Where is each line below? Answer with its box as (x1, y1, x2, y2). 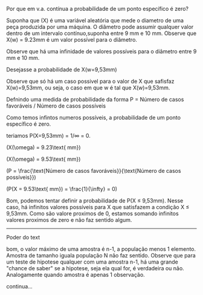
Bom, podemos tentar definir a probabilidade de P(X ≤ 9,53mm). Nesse (6, 197, 184, 204)
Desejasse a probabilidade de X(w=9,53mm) (6, 66, 117, 73)
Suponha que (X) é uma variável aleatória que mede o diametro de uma (6, 17, 184, 24)
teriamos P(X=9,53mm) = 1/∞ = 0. (6, 132, 91, 139)
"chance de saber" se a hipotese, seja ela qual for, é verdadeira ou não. (6, 265, 184, 271)
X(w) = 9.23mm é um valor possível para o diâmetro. (6, 36, 138, 43)
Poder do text (6, 234, 40, 241)
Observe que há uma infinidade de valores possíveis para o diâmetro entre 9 (6, 48, 197, 55)
